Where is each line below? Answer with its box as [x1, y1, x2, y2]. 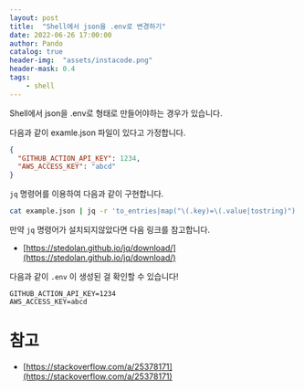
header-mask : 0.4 [9, 65, 76, 74]
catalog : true [9, 48, 64, 57]
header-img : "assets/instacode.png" [9, 56, 153, 65]
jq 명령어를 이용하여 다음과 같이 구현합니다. [9, 188, 164, 199]
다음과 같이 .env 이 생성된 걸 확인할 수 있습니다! [9, 271, 180, 281]
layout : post [9, 13, 59, 23]
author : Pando [9, 38, 64, 48]
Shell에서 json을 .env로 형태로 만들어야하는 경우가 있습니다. [9, 107, 224, 119]
